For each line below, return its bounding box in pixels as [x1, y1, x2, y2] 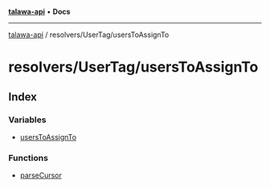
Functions [8, 152, 48, 163]
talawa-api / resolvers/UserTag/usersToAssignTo [8, 30, 170, 39]
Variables [8, 114, 47, 125]
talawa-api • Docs [8, 7, 71, 16]
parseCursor [19, 170, 63, 180]
